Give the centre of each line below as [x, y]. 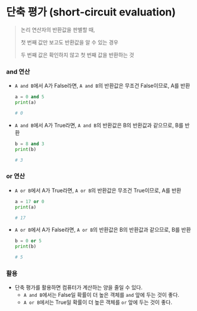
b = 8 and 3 [29, 144]
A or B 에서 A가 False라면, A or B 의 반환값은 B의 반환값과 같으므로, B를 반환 [103, 230]
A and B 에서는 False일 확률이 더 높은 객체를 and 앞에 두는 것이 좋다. [101, 295]
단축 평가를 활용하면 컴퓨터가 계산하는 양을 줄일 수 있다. [79, 287]
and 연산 [18, 72]
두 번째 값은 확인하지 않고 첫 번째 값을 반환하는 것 [77, 54]
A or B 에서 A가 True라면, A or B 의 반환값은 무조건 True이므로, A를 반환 [98, 190]
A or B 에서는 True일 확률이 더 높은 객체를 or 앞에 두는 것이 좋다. [98, 302]
